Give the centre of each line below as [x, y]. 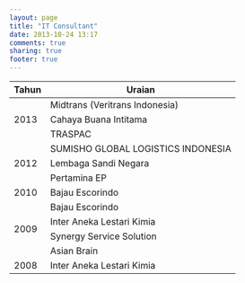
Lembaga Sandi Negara [100, 163]
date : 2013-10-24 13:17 [54, 34]
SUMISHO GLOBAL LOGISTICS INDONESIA [140, 149]
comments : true [38, 43]
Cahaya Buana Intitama [99, 119]
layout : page [34, 18]
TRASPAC [70, 134]
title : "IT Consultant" [54, 26]
